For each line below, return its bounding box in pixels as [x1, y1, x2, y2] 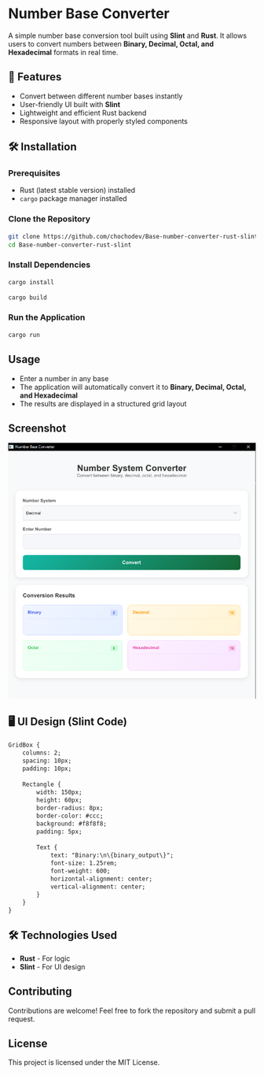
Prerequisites [8, 168, 60, 179]
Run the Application [8, 312, 86, 323]
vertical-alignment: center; [49, 883, 146, 891]
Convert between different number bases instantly [19, 91, 183, 101]
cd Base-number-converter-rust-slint [8, 241, 132, 249]
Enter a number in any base [19, 373, 109, 383]
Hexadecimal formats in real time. [8, 47, 119, 57]
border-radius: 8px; [36, 804, 104, 812]
